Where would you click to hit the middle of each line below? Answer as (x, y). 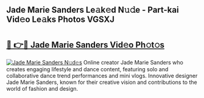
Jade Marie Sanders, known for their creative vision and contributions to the (102, 82)
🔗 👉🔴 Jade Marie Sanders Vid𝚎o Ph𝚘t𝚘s (85, 45)
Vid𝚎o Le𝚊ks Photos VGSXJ (60, 20)
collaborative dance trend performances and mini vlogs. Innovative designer (102, 76)
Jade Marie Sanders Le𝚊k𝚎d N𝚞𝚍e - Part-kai (93, 10)
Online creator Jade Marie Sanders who (133, 62)
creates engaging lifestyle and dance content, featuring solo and (87, 69)
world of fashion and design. (42, 89)
